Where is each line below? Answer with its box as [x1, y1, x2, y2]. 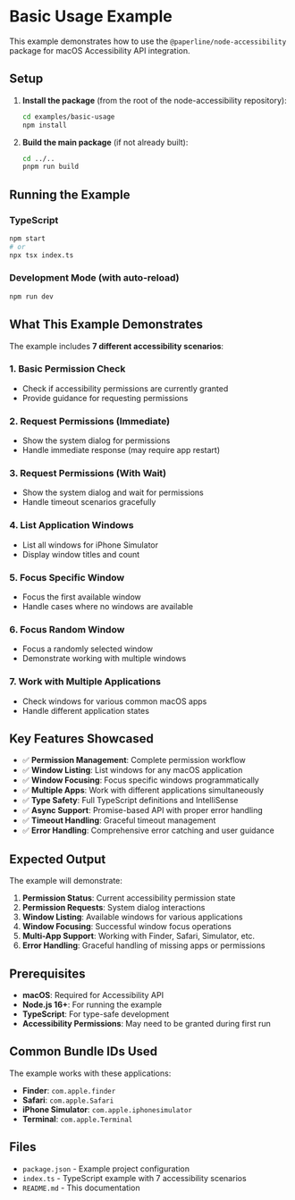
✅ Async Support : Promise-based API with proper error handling [21, 805, 264, 816]
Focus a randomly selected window [21, 643, 154, 654]
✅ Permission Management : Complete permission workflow [21, 755, 246, 766]
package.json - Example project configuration [21, 1163, 190, 1174]
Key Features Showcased [9, 731, 154, 747]
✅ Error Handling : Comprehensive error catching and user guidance [21, 825, 274, 836]
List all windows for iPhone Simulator [21, 539, 159, 550]
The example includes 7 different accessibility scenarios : [9, 340, 224, 351]
